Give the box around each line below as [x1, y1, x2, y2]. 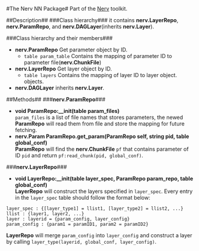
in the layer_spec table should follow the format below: [14, 194, 151, 201]
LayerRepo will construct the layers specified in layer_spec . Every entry [14, 188, 193, 195]
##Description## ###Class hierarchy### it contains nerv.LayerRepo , [6, 17, 179, 23]
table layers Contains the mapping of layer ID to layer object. [23, 72, 177, 78]
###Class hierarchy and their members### [6, 35, 113, 41]
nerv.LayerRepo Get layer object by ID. [14, 65, 112, 72]
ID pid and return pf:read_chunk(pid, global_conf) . [14, 152, 144, 159]
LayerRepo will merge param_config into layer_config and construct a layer [6, 232, 193, 238]
